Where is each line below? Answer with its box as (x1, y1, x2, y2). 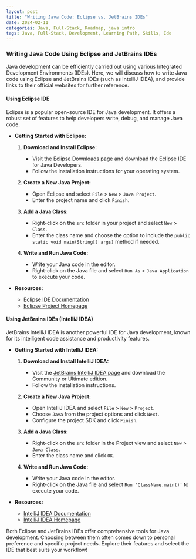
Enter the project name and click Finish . (32, 196, 130, 203)
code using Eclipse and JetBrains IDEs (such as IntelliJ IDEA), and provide (6, 76, 185, 83)
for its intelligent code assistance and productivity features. (6, 335, 150, 342)
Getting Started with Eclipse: (14, 132, 87, 139)
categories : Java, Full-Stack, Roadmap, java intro (6, 25, 135, 31)
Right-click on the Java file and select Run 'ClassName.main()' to (32, 481, 189, 488)
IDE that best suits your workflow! (6, 546, 88, 553)
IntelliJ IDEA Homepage (23, 516, 81, 523)
